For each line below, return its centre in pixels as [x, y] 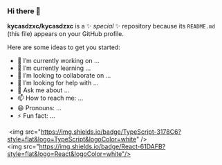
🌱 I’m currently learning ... [54, 68]
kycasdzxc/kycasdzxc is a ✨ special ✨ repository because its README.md [111, 26]
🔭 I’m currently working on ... [58, 61]
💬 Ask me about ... [43, 90]
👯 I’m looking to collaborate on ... [64, 76]
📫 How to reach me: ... [50, 98]
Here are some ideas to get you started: [64, 47]
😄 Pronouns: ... [39, 108]
